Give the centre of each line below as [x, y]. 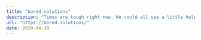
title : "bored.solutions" [38, 11]
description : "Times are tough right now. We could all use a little [95, 17]
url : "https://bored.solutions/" [48, 22]
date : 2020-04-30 [28, 28]
